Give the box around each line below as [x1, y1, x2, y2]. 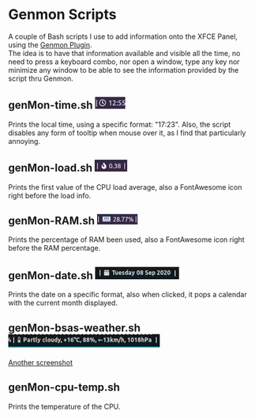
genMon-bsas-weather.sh [8, 321, 141, 334]
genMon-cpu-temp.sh [8, 381, 121, 394]
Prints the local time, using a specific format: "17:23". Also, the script [8, 119, 231, 129]
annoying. [8, 136, 41, 145]
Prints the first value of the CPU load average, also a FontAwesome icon [8, 182, 242, 191]
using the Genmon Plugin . [8, 40, 92, 49]
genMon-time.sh [8, 99, 93, 112]
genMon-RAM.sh [8, 213, 96, 227]
